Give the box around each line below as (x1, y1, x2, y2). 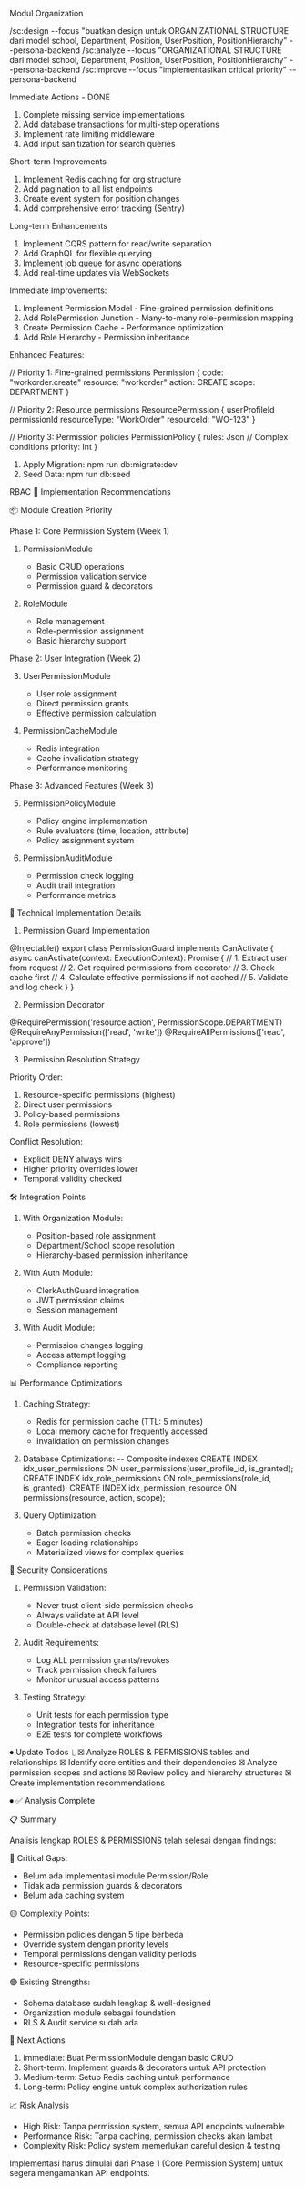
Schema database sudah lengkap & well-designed (22, 1998, 211, 2008)
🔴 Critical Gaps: (9, 1853, 68, 1863)
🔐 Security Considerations (9, 1564, 107, 1575)
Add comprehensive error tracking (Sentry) (22, 203, 185, 214)
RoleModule (22, 598, 68, 609)
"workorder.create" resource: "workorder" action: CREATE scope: (9, 377, 256, 387)
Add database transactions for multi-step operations (22, 119, 220, 130)
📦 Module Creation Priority (9, 505, 113, 515)
